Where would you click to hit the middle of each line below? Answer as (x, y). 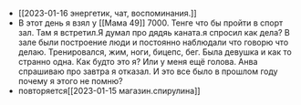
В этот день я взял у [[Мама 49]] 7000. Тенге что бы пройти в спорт (150, 23)
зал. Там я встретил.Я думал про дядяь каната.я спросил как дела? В (154, 32)
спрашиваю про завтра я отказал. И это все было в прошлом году (148, 71)
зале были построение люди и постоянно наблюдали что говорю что (153, 42)
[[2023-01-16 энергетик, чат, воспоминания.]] (108, 13)
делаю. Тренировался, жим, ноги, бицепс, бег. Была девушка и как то (155, 52)
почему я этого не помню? (70, 81)
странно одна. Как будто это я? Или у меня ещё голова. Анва (138, 62)
